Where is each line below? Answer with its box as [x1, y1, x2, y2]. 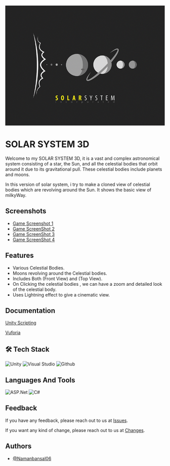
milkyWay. [5, 192, 27, 198]
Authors [5, 442, 32, 451]
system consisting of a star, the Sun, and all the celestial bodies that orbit [5, 160, 158, 167]
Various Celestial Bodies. [12, 264, 65, 271]
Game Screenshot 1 [12, 220, 54, 226]
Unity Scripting [5, 320, 36, 326]
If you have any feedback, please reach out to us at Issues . [5, 417, 128, 423]
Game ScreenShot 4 [12, 237, 55, 243]
